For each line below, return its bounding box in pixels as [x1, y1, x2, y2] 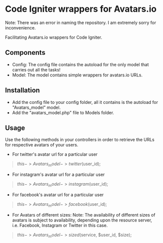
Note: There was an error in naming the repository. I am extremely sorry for [5, 20, 156, 25]
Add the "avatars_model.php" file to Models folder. [12, 109, 114, 116]
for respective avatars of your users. [5, 142, 79, 148]
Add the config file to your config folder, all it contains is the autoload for [12, 99, 159, 105]
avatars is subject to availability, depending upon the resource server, [12, 217, 152, 223]
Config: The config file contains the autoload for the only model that [12, 61, 149, 67]
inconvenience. [5, 24, 36, 30]
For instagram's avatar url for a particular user [12, 171, 105, 177]
